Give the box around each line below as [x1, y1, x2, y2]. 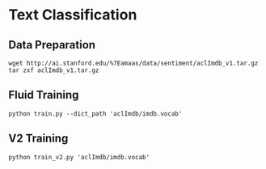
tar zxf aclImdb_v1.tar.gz [8, 66, 99, 74]
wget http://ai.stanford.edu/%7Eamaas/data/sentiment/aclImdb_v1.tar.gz [8, 59, 259, 67]
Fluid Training [8, 88, 79, 102]
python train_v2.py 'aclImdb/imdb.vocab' [8, 153, 150, 161]
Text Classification [8, 6, 137, 24]
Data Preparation [8, 38, 95, 52]
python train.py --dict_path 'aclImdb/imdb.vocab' [8, 109, 183, 118]
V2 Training [8, 132, 69, 146]
